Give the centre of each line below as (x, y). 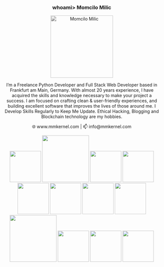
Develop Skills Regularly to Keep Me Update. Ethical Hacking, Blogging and (82, 112)
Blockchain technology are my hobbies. (82, 117)
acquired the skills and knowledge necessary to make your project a (82, 96)
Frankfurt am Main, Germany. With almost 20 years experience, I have (82, 90)
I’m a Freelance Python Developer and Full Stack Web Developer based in (82, 85)
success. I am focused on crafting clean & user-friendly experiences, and (82, 101)
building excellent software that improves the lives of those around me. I (82, 106)
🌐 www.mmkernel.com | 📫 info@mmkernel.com (82, 127)
